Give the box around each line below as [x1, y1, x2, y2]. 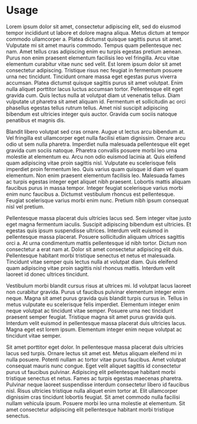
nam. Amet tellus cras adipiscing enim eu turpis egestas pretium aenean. [6, 48, 182, 55]
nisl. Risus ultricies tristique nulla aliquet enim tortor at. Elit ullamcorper [6, 387, 178, 394]
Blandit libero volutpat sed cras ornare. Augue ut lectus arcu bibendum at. [6, 128, 185, 135]
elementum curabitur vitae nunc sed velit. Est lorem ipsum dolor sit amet [6, 60, 182, 68]
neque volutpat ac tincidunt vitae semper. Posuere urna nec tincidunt [6, 307, 173, 314]
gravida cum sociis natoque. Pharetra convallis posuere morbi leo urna [6, 146, 178, 153]
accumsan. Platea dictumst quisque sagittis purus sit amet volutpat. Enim [6, 79, 183, 86]
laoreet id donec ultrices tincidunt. [6, 271, 89, 278]
